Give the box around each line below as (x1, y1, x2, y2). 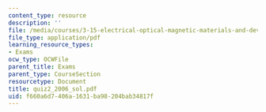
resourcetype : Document (8, 77, 87, 85)
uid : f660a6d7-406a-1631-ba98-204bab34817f (8, 92, 154, 100)
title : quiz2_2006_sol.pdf (8, 84, 97, 93)
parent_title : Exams (8, 63, 77, 71)
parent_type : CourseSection (8, 70, 101, 78)
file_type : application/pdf (8, 33, 101, 42)
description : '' (8, 19, 62, 27)
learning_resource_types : (8, 41, 93, 49)
